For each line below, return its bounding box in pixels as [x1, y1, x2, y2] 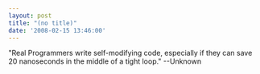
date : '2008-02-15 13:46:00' [8, 26, 106, 34]
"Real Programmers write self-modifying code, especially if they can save [8, 49, 253, 58]
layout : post [8, 11, 52, 20]
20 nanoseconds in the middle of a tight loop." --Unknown [8, 56, 202, 66]
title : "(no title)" [8, 19, 78, 27]
